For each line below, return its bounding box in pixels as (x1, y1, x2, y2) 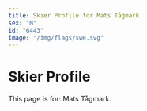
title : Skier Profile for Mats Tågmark (8, 11, 140, 20)
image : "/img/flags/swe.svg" (8, 33, 104, 42)
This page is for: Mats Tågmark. (8, 94, 112, 104)
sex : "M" (8, 19, 37, 27)
